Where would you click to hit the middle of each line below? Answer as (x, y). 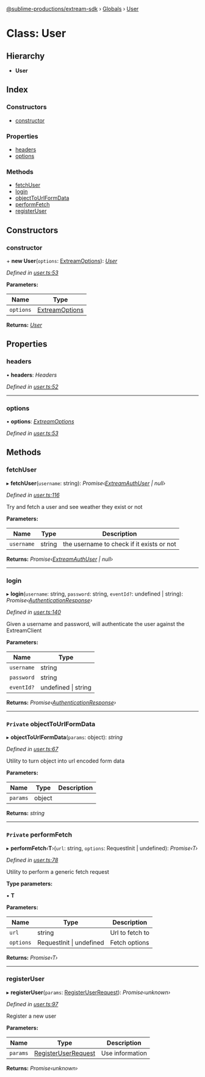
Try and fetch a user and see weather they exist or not (74, 506)
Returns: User (24, 325)
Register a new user (31, 1016)
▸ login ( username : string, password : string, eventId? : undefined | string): (95, 594)
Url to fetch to (130, 932)
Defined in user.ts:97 (32, 1004)
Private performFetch (39, 835)
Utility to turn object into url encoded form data (66, 761)
